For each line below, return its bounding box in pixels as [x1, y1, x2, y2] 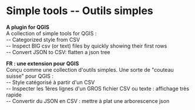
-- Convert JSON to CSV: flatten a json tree [6, 48, 110, 55]
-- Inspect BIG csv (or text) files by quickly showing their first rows [6, 42, 167, 49]
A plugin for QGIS [6, 24, 50, 31]
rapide [6, 91, 22, 98]
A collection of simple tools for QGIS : [6, 29, 97, 36]
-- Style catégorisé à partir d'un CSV [6, 78, 95, 86]
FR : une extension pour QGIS [6, 60, 79, 67]
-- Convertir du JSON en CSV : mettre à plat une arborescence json [6, 97, 170, 104]
